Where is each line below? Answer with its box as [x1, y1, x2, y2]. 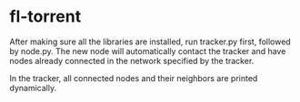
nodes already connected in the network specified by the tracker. [9, 55, 255, 66]
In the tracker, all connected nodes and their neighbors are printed [9, 72, 258, 83]
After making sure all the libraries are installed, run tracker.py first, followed [9, 36, 291, 47]
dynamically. [9, 82, 57, 93]
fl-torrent [9, 6, 82, 27]
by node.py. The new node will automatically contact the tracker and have [9, 45, 286, 56]
